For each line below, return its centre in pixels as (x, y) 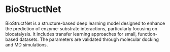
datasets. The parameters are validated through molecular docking (89, 39)
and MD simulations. (27, 44)
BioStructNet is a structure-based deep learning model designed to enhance (85, 23)
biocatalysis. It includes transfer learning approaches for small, (71, 34)
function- (147, 34)
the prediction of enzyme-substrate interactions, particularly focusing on (81, 28)
